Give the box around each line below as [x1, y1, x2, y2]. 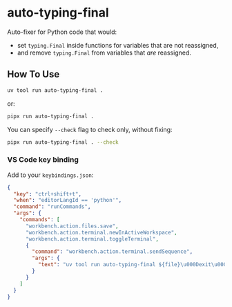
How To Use [7, 68, 60, 80]
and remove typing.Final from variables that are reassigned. [17, 48, 192, 57]
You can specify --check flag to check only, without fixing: [7, 125, 173, 133]
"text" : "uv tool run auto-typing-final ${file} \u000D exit [37, 261, 212, 268]
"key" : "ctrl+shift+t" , [13, 190, 81, 198]
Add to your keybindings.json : [7, 171, 94, 179]
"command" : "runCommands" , [13, 203, 91, 210]
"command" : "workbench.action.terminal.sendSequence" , [32, 248, 193, 255]
